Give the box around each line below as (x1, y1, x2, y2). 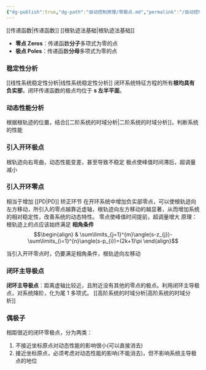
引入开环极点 (6, 143, 45, 152)
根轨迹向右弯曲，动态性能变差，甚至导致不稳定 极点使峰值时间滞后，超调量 (6, 158, 196, 165)
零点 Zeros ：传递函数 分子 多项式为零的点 (15, 39, 118, 47)
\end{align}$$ (143, 237, 179, 244)
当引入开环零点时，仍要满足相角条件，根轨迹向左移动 (6, 249, 141, 257)
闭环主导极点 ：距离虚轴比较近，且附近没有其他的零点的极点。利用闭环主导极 (6, 282, 200, 289)
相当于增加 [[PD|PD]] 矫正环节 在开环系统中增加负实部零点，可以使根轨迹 (6, 197, 191, 205)
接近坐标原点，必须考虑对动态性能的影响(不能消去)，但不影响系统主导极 (15, 350, 197, 357)
